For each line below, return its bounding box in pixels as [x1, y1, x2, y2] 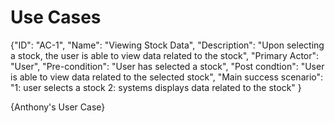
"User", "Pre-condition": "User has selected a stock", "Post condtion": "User [10, 60, 325, 72]
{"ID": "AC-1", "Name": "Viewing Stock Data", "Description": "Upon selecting [10, 39, 325, 51]
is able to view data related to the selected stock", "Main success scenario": [10, 71, 324, 83]
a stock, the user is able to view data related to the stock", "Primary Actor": [10, 49, 320, 61]
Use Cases [10, 6, 102, 29]
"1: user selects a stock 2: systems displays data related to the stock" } [10, 81, 302, 93]
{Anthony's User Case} [10, 101, 106, 113]
